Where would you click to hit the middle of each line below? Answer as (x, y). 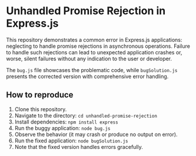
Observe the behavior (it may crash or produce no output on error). (96, 134)
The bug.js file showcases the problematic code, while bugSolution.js (92, 70)
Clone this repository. (41, 109)
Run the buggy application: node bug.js (62, 128)
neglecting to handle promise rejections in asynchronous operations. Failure (98, 46)
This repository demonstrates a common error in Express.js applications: (94, 40)
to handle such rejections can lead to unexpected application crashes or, (94, 52)
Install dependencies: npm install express (67, 122)
